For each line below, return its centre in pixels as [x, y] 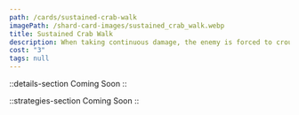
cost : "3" [28, 50]
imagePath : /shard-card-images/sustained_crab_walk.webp [117, 26]
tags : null [29, 58]
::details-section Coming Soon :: [68, 84]
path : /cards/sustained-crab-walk [73, 17]
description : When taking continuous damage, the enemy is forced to [141, 42]
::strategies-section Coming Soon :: [74, 101]
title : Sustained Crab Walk [61, 34]
